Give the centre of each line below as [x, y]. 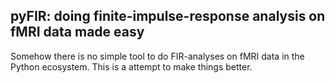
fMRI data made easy [77, 32]
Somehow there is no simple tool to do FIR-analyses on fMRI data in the [157, 56]
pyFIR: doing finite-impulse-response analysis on [168, 16]
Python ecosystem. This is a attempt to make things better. [131, 66]
